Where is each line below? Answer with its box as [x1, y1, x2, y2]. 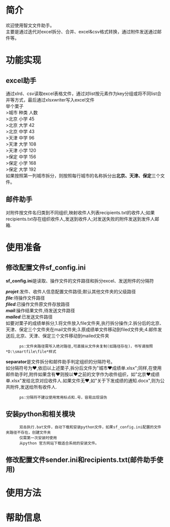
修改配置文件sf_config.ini [6, 263, 86, 272]
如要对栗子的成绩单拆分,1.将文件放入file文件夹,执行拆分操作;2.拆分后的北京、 [6, 320, 164, 326]
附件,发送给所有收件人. [10, 384, 58, 390]
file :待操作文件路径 [6, 295, 45, 301]
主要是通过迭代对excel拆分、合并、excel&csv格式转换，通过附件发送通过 [6, 28, 157, 34]
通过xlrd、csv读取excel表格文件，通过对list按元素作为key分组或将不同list [6, 90, 157, 97]
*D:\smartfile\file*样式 [6, 349, 56, 354]
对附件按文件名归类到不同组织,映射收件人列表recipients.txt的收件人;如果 [6, 209, 155, 215]
